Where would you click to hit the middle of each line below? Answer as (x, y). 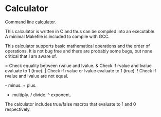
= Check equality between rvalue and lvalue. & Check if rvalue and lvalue (78, 66)
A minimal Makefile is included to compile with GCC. (57, 36)
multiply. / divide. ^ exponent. (42, 95)
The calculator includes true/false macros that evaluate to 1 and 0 (71, 104)
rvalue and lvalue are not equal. (36, 76)
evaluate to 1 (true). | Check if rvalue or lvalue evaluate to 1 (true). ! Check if (81, 70)
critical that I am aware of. (31, 56)
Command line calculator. (31, 22)
